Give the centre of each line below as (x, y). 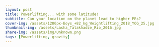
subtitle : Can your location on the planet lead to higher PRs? (73, 19)
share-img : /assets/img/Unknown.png (43, 32)
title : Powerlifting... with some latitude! (52, 14)
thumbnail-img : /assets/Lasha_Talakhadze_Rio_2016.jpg (63, 28)
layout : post (19, 10)
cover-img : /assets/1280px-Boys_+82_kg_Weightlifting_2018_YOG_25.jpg (80, 23)
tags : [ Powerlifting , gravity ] (38, 37)
